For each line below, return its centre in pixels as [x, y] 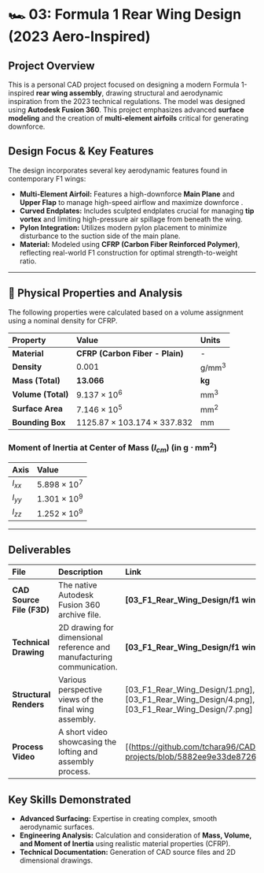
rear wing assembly [69, 93]
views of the [81, 700]
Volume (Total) [40, 394]
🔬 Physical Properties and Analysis [95, 293]
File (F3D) [31, 610]
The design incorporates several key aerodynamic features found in [118, 170]
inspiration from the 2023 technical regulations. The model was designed [127, 101]
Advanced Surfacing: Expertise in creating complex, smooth [118, 819]
